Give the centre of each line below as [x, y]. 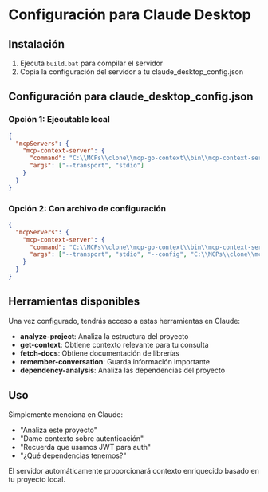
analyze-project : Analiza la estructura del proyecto [104, 336]
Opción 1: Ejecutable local [59, 120]
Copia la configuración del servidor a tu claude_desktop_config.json [132, 72]
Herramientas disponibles [74, 302]
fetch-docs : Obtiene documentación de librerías [99, 353]
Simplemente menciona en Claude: [66, 414]
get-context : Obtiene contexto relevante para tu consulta [114, 344]
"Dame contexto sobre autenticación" [82, 438]
